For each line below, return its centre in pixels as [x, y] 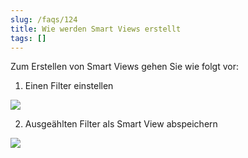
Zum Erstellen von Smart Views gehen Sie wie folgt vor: [124, 67]
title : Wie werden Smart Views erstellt [96, 29]
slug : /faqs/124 [44, 19]
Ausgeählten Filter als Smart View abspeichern [121, 124]
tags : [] [28, 38]
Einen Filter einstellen [69, 86]
